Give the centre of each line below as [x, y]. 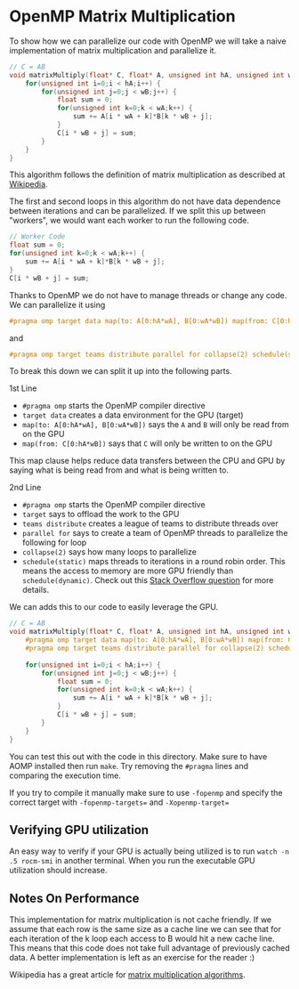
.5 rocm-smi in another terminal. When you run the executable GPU [132, 861]
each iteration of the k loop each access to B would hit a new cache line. [142, 939]
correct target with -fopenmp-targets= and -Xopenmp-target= [119, 802]
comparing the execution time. [65, 775]
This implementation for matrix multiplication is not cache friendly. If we [141, 920]
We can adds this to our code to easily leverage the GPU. [114, 607]
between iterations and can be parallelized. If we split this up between [137, 211]
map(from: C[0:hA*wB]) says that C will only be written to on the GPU [147, 443]
